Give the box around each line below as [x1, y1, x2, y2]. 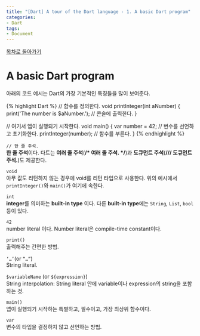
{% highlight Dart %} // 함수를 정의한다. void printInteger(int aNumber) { [6, 103, 181, 110]
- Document [6, 31, 33, 37]
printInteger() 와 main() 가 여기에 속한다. [6, 182, 104, 189]
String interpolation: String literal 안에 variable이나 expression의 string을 [6, 280, 181, 287]
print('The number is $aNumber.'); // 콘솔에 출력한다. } [6, 110, 137, 117]
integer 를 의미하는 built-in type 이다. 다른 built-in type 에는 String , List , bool [6, 200, 194, 207]
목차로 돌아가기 [6, 48, 42, 56]
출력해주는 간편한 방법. [6, 243, 59, 251]
